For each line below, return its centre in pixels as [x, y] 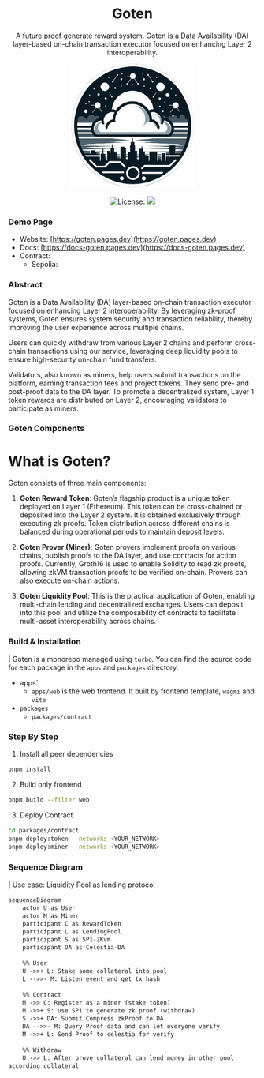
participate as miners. [43, 408]
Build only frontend [50, 784]
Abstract [26, 285]
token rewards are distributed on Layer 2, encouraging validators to [117, 400]
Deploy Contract [46, 815]
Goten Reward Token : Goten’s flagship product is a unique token [125, 498]
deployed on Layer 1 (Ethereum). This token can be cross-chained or [131, 507]
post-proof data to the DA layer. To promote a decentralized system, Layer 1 [131, 391]
